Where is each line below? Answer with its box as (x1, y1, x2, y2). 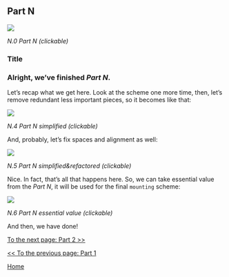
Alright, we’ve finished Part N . (7, 73, 111, 82)
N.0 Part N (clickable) (7, 37, 69, 45)
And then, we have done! (7, 222, 79, 231)
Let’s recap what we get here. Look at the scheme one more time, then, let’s (7, 88, 223, 97)
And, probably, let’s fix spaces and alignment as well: (7, 135, 158, 144)
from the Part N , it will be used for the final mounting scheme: (7, 182, 181, 191)
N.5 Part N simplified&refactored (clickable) (7, 162, 132, 170)
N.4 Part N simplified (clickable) (7, 122, 98, 131)
